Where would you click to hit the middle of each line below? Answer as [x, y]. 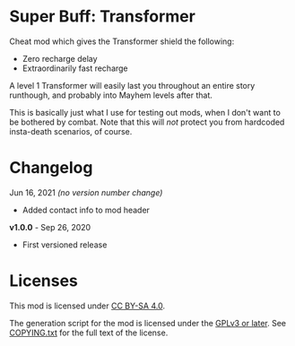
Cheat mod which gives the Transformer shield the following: [122, 41]
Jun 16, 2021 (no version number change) [86, 192]
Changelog [51, 168]
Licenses [44, 281]
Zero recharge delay [60, 58]
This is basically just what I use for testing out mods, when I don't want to [145, 112]
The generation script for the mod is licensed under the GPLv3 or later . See [148, 323]
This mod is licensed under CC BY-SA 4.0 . [87, 306]
